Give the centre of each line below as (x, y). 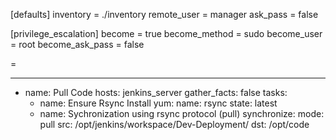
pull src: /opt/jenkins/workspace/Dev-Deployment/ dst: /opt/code (174, 124)
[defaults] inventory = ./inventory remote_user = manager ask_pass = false (164, 14)
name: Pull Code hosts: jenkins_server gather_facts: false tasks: (156, 92)
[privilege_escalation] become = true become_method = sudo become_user (166, 33)
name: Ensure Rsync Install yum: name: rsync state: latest (158, 103)
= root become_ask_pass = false (77, 44)
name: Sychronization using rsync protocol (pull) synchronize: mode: (182, 113)
